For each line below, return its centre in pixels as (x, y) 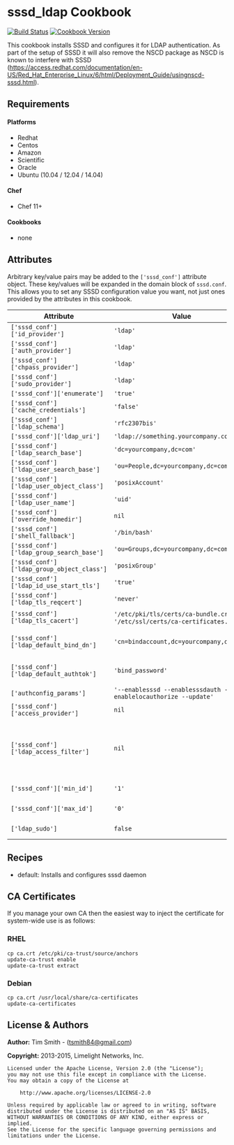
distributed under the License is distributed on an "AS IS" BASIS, (109, 1111)
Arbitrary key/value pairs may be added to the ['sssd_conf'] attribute (107, 276)
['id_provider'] (38, 334)
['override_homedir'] (46, 519)
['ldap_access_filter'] (50, 751)
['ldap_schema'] (38, 426)
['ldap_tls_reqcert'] (46, 602)
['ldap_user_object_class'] (57, 486)
